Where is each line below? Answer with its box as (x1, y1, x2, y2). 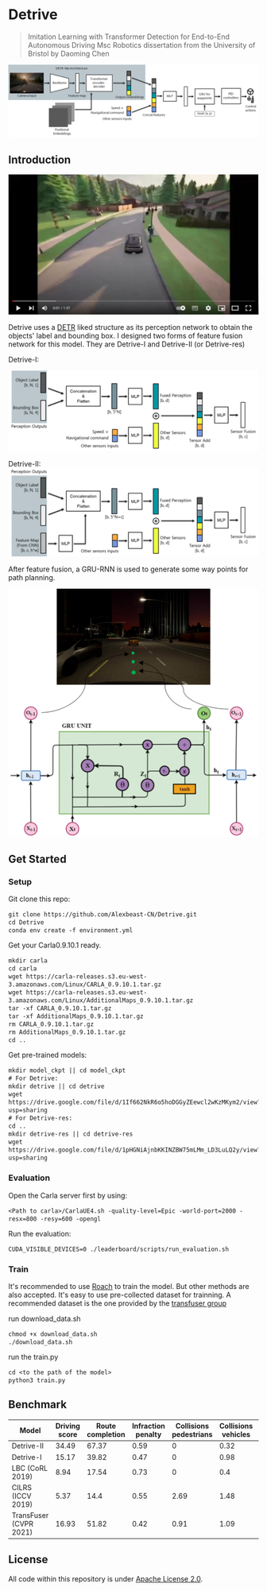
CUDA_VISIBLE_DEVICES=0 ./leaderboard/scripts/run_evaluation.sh (8, 1245, 229, 1253)
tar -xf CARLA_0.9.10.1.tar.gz (8, 1005, 112, 1012)
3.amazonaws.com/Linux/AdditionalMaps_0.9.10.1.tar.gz (8, 997, 194, 1005)
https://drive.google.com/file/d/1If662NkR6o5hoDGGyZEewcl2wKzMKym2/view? (8, 1098, 261, 1106)
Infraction (132, 1421, 165, 1431)
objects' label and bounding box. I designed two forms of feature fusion (8, 331, 243, 341)
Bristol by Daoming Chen (27, 48, 110, 58)
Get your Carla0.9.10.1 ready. (8, 940, 102, 950)
